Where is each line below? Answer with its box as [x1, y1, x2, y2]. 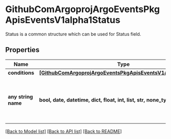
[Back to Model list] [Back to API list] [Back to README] [5, 128, 122, 134]
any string [8, 93, 33, 100]
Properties [5, 45, 40, 54]
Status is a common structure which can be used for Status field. [5, 31, 141, 37]
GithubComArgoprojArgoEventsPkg [5, 4, 160, 15]
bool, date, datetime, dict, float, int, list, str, [39, 96, 146, 103]
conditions [8, 69, 35, 76]
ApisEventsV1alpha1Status [5, 14, 121, 26]
